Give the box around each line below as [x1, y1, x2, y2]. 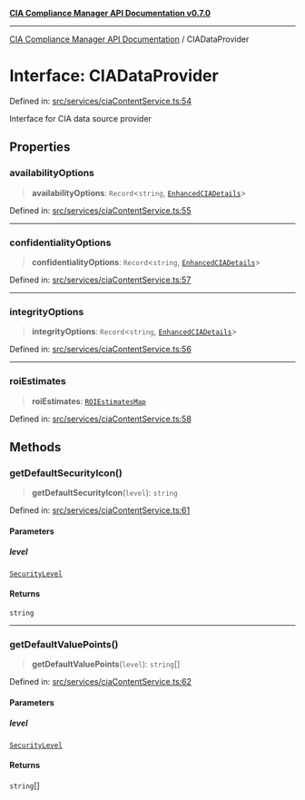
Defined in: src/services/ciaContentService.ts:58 [9, 413, 192, 424]
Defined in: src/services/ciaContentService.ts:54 [9, 95, 192, 106]
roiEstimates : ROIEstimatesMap [31, 395, 147, 407]
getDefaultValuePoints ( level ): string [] [31, 658, 181, 670]
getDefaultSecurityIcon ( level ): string [31, 488, 179, 499]
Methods [9, 440, 62, 455]
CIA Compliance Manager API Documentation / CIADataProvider [9, 34, 250, 44]
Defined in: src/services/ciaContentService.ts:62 [9, 677, 192, 687]
